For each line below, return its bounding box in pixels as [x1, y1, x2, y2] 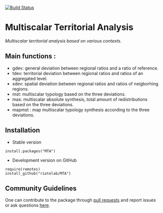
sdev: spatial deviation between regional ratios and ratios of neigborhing [12, 81, 159, 87]
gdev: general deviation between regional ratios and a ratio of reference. [12, 65, 159, 71]
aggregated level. [12, 75, 48, 81]
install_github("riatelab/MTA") [5, 171, 71, 176]
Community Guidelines [5, 184, 77, 192]
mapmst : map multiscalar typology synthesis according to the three [12, 107, 150, 113]
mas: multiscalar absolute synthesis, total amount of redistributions [12, 96, 148, 102]
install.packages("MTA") [5, 148, 56, 154]
